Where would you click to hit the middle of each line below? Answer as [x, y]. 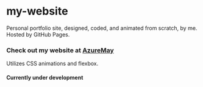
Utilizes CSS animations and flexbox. [52, 64]
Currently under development [45, 77]
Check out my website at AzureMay [60, 50]
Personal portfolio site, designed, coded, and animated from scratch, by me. [102, 28]
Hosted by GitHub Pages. [38, 34]
